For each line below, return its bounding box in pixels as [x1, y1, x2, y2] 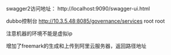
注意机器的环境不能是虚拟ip [6, 30, 72, 37]
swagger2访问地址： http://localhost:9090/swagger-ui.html [6, 5, 150, 12]
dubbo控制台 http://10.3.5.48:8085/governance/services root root [6, 18, 165, 25]
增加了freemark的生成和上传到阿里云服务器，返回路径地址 [6, 43, 147, 49]
